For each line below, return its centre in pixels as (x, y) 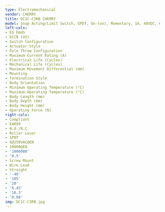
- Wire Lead (17, 165)
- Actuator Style (23, 46)
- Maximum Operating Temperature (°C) (45, 92)
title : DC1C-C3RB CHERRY (30, 19)
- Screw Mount (20, 160)
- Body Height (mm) (25, 106)
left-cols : (16, 28)
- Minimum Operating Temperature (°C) (45, 87)
